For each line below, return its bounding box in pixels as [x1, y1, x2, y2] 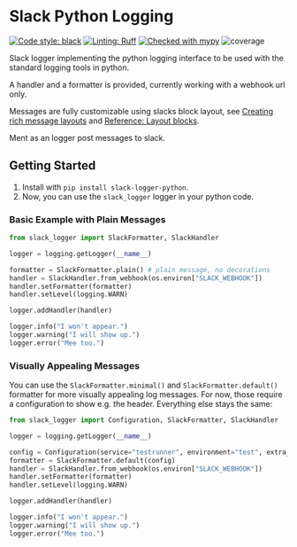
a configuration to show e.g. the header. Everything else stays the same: [9, 399, 273, 410]
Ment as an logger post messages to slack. [9, 132, 166, 143]
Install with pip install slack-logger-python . [21, 182, 189, 192]
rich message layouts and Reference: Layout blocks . [9, 115, 200, 126]
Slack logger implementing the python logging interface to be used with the [9, 52, 285, 63]
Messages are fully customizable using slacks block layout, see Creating [9, 105, 274, 116]
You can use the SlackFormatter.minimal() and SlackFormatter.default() [9, 379, 278, 391]
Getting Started [9, 158, 96, 174]
